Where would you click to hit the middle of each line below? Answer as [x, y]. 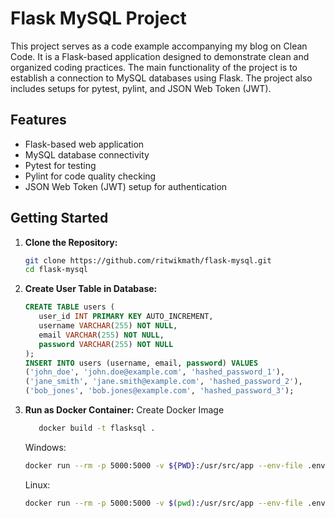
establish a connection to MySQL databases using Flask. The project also [161, 78]
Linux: [37, 484]
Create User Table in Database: [91, 289]
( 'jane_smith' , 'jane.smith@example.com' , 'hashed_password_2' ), [163, 382]
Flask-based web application [84, 144]
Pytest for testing [60, 165]
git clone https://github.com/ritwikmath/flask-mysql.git [148, 260]
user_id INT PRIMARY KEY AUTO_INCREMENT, [126, 317]
